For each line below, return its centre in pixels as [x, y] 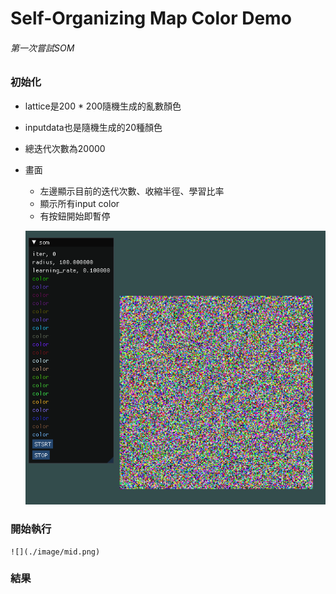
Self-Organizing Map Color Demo [151, 18]
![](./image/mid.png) [55, 552]
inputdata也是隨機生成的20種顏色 [93, 127]
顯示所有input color [79, 203]
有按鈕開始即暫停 [75, 216]
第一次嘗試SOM [42, 48]
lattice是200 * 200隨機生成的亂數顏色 [103, 106]
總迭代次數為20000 [65, 148]
